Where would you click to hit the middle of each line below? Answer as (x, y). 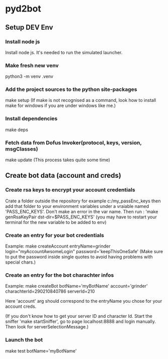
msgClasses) (22, 149)
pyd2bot (23, 9)
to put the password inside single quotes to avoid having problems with (79, 257)
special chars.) (21, 262)
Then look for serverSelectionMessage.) (47, 327)
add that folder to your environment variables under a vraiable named (77, 206)
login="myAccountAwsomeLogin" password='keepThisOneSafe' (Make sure (84, 252)
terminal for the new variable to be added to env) (56, 222)
